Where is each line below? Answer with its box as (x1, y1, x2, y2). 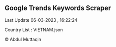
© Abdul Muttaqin (4, 36, 42, 42)
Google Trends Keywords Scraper (4, 4, 111, 12)
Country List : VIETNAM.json (4, 27, 63, 33)
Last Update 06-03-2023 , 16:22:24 (4, 17, 78, 23)
